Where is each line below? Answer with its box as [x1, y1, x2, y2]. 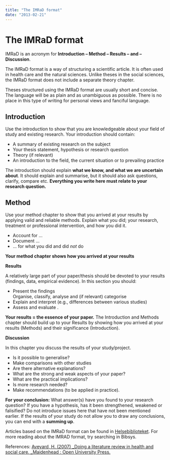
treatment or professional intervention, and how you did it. [5, 222, 127, 229]
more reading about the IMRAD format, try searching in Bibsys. [5, 434, 137, 440]
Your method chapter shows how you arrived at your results [5, 253, 134, 260]
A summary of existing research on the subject [12, 141, 111, 148]
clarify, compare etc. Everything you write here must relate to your [5, 178, 147, 184]
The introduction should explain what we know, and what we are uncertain [5, 167, 163, 174]
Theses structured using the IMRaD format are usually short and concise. [5, 87, 158, 93]
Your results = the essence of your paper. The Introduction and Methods [5, 314, 159, 321]
